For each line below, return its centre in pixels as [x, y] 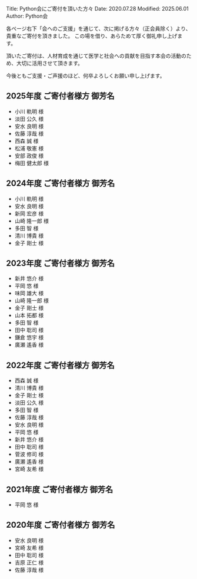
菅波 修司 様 [29, 454]
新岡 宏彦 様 [29, 213]
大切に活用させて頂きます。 [50, 63]
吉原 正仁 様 [29, 562]
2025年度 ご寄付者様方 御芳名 [60, 96]
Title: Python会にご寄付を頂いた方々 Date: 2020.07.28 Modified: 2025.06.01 [98, 9]
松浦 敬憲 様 [29, 148]
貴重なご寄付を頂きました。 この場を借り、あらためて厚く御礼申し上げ [92, 36]
